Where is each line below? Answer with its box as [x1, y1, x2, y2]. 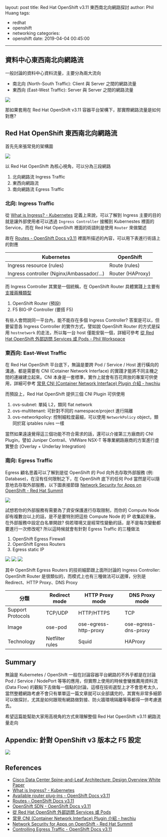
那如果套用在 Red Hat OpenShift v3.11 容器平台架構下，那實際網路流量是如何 [5, 107, 161, 113]
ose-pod [46, 624, 67, 631]
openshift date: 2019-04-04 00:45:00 [12, 35, 90, 41]
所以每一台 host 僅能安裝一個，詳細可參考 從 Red [54, 330, 154, 335]
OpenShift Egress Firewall [12, 535, 66, 542]
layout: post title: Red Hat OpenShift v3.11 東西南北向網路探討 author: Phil [5, 4, 154, 10]
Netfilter [46, 635, 65, 642]
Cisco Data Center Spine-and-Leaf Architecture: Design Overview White [12, 777, 161, 783]
